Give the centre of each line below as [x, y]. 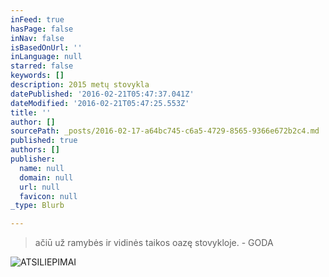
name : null [42, 168]
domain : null [46, 177]
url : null [39, 187]
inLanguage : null [46, 57]
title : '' [31, 112]
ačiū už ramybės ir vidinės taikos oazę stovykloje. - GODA [154, 243]
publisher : [33, 159]
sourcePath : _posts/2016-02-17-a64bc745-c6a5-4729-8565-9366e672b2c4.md [165, 131]
